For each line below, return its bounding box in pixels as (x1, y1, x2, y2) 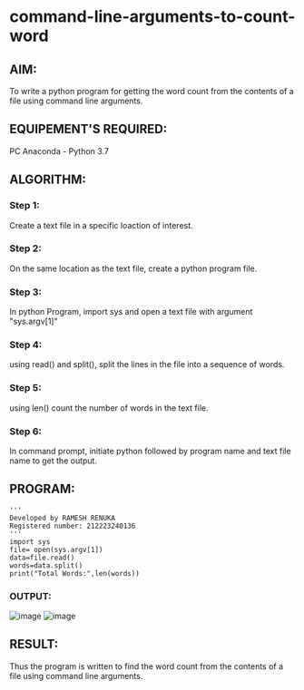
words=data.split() (9, 560, 83, 570)
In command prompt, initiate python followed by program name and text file (9, 445, 292, 456)
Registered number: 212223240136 (9, 521, 136, 530)
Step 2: (9, 242, 43, 255)
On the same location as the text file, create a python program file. (9, 263, 258, 274)
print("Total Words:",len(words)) (9, 569, 141, 578)
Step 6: (9, 424, 43, 437)
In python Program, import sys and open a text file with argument (9, 306, 253, 317)
